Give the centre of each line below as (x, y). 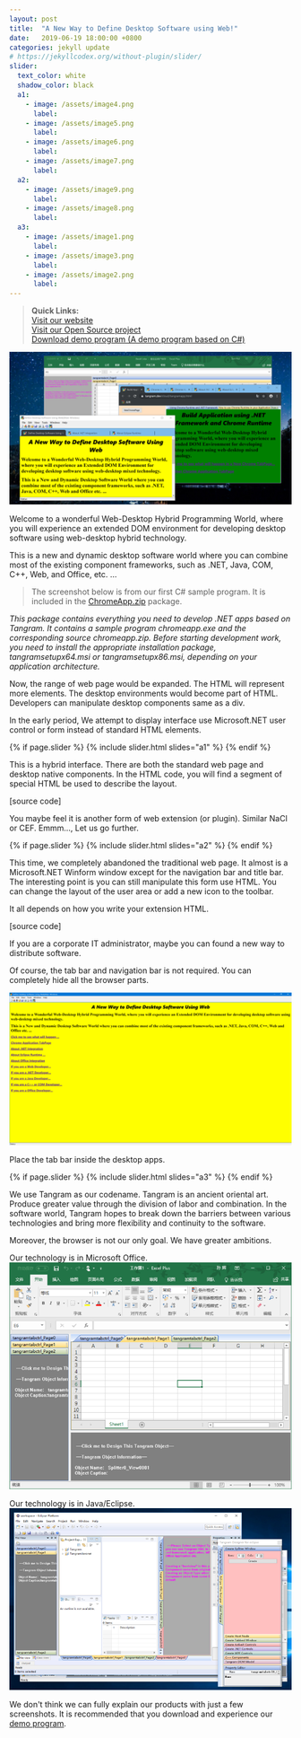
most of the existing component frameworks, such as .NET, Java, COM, (142, 565)
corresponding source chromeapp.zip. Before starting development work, (146, 637)
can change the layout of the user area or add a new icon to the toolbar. (142, 891)
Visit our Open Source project (86, 330)
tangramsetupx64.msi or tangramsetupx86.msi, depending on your (133, 656)
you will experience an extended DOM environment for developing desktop (148, 528)
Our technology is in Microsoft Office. (78, 1258)
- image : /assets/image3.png (80, 256)
